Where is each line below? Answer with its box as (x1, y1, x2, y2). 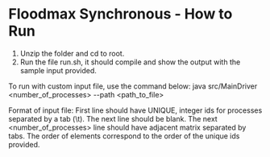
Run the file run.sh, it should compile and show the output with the (19, 57, 241, 67)
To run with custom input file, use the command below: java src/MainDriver (8, 81, 258, 91)
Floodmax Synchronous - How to (8, 5, 233, 23)
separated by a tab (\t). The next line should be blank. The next (8, 114, 218, 123)
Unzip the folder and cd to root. (19, 48, 125, 58)
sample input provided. (19, 65, 97, 75)
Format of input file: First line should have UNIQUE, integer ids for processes (8, 105, 263, 115)
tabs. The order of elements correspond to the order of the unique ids (8, 130, 240, 141)
